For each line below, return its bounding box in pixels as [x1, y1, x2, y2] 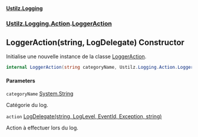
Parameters [6, 77, 35, 84]
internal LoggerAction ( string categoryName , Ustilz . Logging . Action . [6, 65, 178, 71]
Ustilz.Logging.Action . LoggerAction [6, 19, 112, 28]
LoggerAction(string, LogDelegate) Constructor [6, 37, 184, 47]
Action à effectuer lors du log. [6, 124, 78, 132]
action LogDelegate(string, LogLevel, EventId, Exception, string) [6, 113, 162, 120]
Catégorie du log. [6, 102, 48, 109]
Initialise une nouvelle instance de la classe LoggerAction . [6, 53, 147, 60]
